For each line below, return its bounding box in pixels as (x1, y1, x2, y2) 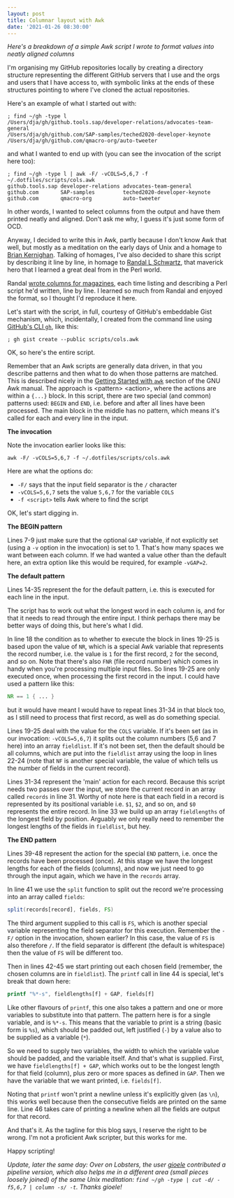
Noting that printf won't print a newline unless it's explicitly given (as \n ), (7, 1090, 220, 1098)
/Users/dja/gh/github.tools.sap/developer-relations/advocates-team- (7, 119, 214, 126)
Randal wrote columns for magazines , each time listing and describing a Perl (7, 279, 228, 288)
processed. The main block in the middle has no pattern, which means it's (7, 407, 220, 415)
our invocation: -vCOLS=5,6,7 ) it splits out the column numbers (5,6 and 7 (7, 734, 217, 743)
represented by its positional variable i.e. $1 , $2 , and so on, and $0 (7, 800, 196, 809)
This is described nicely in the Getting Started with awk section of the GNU (7, 377, 221, 385)
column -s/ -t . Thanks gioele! (35, 1183, 122, 1191)
